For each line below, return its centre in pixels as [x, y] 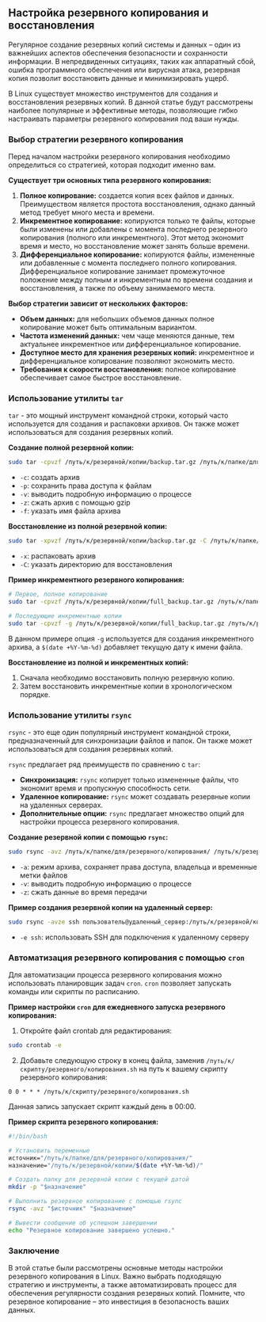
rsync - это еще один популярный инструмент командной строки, [120, 732]
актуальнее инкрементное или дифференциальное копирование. [130, 345]
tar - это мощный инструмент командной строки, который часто [118, 416]
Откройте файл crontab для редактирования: [96, 1031]
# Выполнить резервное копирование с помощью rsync [95, 1202]
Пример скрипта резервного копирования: [84, 1122]
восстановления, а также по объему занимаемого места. [118, 288]
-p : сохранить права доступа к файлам [85, 486]
